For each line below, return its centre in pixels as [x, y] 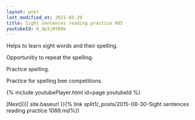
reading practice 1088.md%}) [43, 111]
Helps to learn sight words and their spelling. [62, 46]
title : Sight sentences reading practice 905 [64, 23]
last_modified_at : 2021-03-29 [45, 17]
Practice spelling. [28, 69]
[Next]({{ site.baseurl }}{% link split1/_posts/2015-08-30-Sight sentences [98, 104]
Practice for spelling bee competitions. [55, 81]
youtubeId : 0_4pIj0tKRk [36, 29]
